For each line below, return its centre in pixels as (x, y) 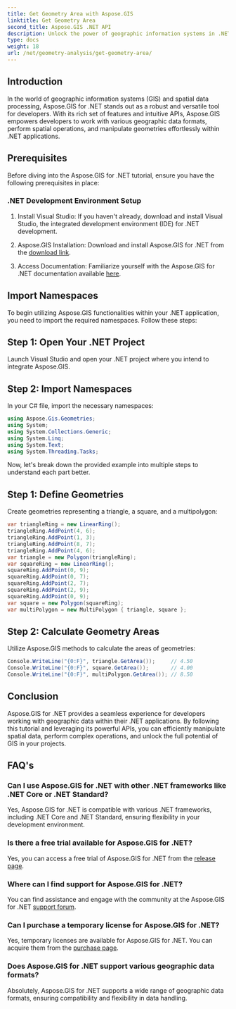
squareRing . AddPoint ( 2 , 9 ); (48, 590)
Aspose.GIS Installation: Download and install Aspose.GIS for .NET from (121, 244)
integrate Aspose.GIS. (39, 366)
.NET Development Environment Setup (74, 201)
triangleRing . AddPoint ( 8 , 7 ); (52, 544)
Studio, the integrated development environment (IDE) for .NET (109, 223)
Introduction (35, 82)
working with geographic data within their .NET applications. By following (113, 721)
